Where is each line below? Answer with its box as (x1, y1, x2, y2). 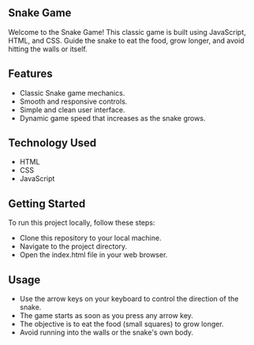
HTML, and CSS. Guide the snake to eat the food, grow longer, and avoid (8, 36, 245, 45)
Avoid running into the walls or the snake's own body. (19, 328, 194, 337)
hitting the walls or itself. (8, 44, 88, 54)
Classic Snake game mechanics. (19, 88, 125, 97)
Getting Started (8, 197, 86, 210)
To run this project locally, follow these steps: (8, 218, 155, 228)
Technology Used (8, 136, 97, 150)
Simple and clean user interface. (19, 104, 125, 114)
